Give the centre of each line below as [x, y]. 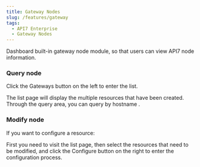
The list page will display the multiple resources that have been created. [95, 98]
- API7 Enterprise [35, 29]
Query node [24, 73]
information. [21, 58]
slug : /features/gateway [37, 17]
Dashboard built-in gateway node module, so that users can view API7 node [100, 51]
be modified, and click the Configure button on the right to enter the [90, 151]
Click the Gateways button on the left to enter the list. [72, 86]
